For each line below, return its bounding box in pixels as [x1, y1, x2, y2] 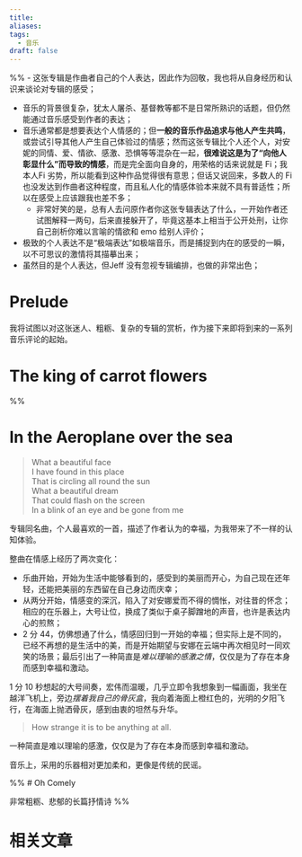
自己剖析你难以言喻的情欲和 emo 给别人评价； [35, 226, 207, 237]
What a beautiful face [31, 456, 111, 467]
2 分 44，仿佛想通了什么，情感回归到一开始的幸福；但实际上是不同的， [22, 628, 287, 639]
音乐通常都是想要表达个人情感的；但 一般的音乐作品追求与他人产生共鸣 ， [22, 125, 290, 136]
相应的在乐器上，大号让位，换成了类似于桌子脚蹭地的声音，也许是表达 [22, 605, 283, 616]
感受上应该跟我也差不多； [38, 192, 133, 203]
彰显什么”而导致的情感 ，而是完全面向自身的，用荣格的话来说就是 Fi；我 [22, 159, 288, 170]
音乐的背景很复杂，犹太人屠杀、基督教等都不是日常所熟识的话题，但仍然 [22, 102, 290, 113]
